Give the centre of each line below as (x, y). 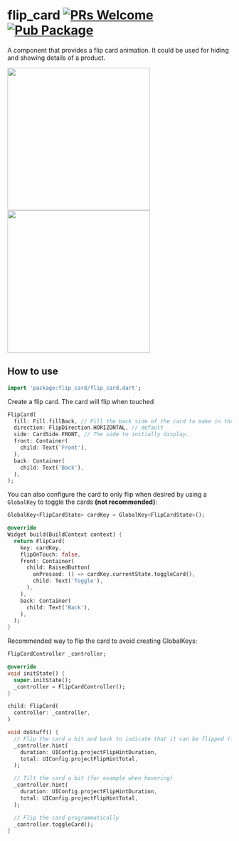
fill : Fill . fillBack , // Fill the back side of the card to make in (117, 421)
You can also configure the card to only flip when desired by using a (107, 495)
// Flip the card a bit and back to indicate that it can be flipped (119, 739)
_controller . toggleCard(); (54, 824)
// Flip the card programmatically (67, 817)
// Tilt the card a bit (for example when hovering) (94, 778)
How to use (33, 372)
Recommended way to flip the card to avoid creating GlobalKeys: (102, 641)
